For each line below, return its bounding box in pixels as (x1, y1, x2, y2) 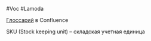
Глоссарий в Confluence (6, 17, 69, 23)
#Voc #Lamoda (6, 5, 44, 12)
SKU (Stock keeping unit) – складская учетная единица (6, 28, 145, 35)
